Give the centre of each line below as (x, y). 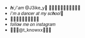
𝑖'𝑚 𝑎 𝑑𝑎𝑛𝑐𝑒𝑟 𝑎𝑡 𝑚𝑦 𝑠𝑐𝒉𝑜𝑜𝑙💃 (37, 13)
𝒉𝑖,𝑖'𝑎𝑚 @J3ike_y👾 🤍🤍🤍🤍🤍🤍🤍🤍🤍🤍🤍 (45, 8)
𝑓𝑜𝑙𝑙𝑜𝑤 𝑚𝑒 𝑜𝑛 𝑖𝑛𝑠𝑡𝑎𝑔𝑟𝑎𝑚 (33, 24)
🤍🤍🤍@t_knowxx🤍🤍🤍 (31, 30)
